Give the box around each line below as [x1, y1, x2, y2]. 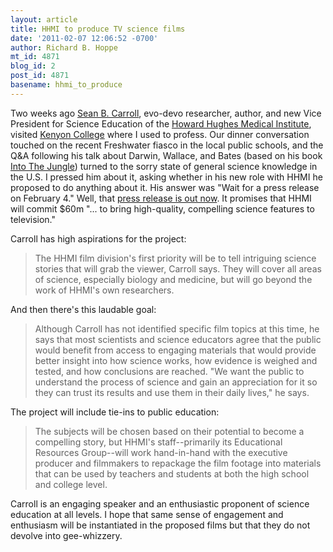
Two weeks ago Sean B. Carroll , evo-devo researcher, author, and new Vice [10, 107, 322, 119]
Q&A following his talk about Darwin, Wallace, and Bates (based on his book [10, 149, 323, 161]
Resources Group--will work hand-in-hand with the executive [34, 446, 288, 458]
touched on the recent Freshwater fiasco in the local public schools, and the [10, 139, 324, 151]
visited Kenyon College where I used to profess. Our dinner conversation [10, 128, 310, 140]
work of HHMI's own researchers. [34, 284, 175, 296]
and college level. [34, 478, 108, 490]
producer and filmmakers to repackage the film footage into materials [34, 457, 322, 469]
